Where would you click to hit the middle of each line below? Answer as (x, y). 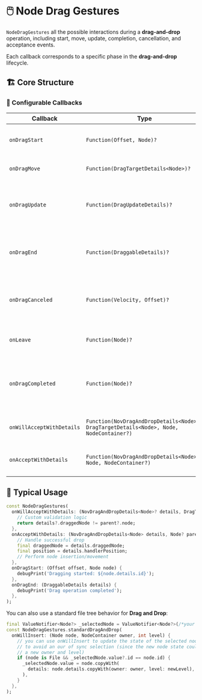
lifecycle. (17, 63)
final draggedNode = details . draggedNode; (71, 546)
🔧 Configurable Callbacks (44, 103)
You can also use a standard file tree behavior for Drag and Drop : (87, 613)
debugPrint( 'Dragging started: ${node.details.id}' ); (86, 573)
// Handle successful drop (51, 540)
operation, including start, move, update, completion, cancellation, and (94, 38)
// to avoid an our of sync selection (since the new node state (101, 647)
